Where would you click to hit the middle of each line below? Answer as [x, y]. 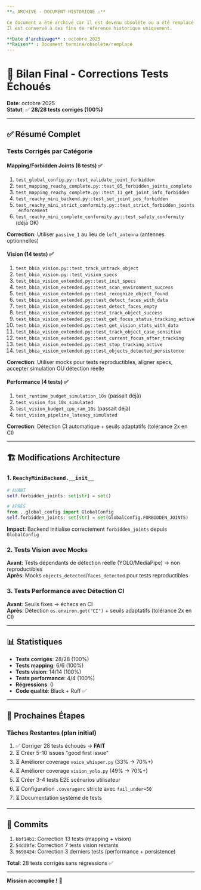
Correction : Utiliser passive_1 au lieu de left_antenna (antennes [86, 234]
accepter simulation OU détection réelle [55, 368]
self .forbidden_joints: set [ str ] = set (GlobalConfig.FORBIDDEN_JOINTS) [98, 518]
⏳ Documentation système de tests [58, 798]
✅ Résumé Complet [44, 134]
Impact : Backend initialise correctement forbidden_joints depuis [87, 529]
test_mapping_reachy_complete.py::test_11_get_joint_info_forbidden [102, 192]
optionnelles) [23, 240]
